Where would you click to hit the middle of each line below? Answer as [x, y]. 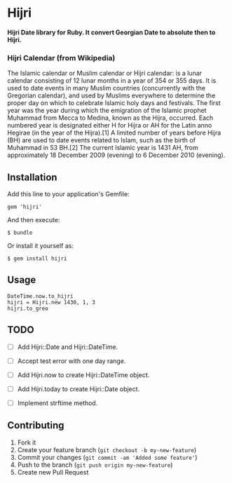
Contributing [36, 426]
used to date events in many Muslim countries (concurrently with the [106, 88]
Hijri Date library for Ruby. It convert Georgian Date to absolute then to [111, 32]
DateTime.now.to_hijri [40, 296]
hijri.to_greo [28, 308]
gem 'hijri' [25, 207]
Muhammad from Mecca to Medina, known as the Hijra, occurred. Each [110, 118]
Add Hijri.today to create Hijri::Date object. [79, 389]
